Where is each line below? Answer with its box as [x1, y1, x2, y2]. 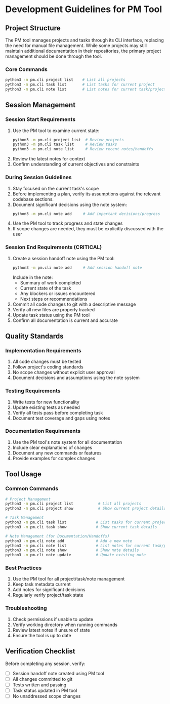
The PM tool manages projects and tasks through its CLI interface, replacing [5, 37, 164, 43]
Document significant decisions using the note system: [12, 201, 127, 208]
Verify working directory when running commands [12, 622, 118, 628]
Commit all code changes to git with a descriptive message [12, 301, 136, 307]
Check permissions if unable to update [12, 616, 94, 622]
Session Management [5, 101, 76, 109]
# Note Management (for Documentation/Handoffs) [5, 533, 110, 539]
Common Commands [5, 485, 59, 492]
